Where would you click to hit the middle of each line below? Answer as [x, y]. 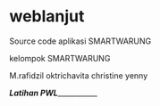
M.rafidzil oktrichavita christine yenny [79, 75]
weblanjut [47, 16]
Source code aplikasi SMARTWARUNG [80, 41]
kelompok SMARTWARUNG [60, 58]
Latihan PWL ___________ [54, 93]
